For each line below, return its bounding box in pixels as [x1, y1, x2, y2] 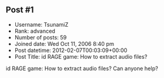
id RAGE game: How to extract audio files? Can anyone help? [5, 65, 159, 72]
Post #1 [5, 5, 34, 15]
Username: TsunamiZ [14, 21, 69, 28]
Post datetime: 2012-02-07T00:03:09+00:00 [14, 47, 127, 54]
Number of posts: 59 [14, 33, 67, 41]
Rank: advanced [14, 27, 55, 34]
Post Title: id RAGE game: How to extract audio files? [14, 53, 148, 60]
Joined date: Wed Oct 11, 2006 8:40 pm [14, 40, 115, 47]
